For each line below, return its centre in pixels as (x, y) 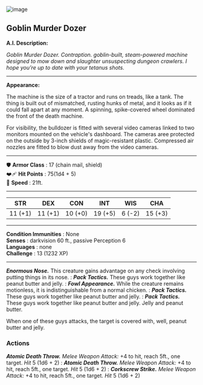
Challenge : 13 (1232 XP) (37, 253)
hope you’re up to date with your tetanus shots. (66, 67)
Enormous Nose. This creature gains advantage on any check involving (96, 271)
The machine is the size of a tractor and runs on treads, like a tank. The (95, 96)
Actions (18, 343)
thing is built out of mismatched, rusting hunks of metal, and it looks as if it (99, 103)
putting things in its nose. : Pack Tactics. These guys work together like (96, 277)
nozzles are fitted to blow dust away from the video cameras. (82, 147)
